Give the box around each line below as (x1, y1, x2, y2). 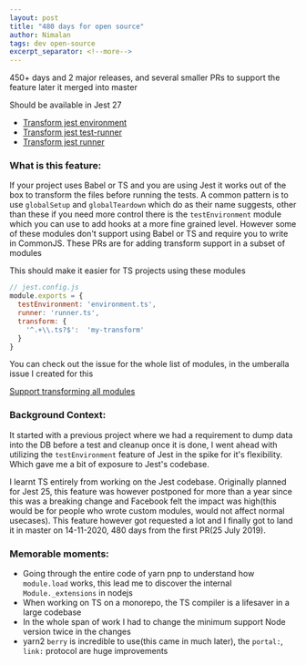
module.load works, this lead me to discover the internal (22, 578, 232, 588)
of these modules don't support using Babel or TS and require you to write (9, 229, 289, 240)
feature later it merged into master (9, 82, 138, 93)
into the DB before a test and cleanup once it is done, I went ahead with (9, 439, 278, 450)
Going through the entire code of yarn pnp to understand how (22, 568, 255, 579)
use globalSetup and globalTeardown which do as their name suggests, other (9, 199, 297, 210)
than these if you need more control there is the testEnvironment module (9, 209, 282, 220)
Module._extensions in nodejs (22, 588, 134, 598)
